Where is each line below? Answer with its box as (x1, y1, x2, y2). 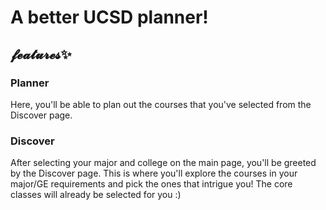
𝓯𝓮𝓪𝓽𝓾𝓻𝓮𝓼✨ (10, 46, 72, 63)
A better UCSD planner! (10, 6, 209, 29)
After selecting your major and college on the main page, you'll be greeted (10, 157, 317, 169)
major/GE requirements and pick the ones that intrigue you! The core (10, 178, 293, 190)
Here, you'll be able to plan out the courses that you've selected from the (10, 98, 312, 110)
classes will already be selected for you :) (10, 189, 182, 201)
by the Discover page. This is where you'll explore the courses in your (10, 167, 298, 180)
